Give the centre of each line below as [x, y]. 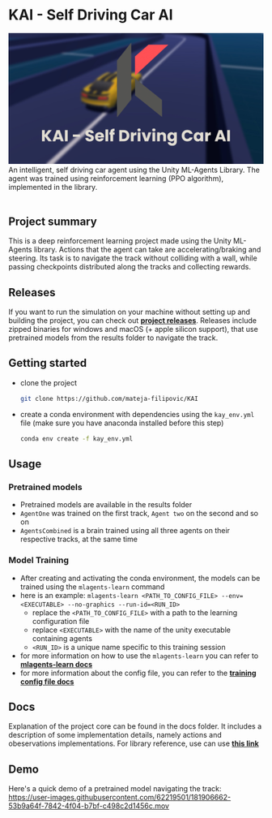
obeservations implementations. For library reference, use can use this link [134, 743]
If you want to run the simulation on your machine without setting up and [130, 312]
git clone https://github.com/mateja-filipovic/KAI [109, 398]
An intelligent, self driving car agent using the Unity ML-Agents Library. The [134, 170]
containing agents [62, 638]
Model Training [39, 560]
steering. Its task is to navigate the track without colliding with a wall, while [133, 258]
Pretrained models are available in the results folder [106, 505]
